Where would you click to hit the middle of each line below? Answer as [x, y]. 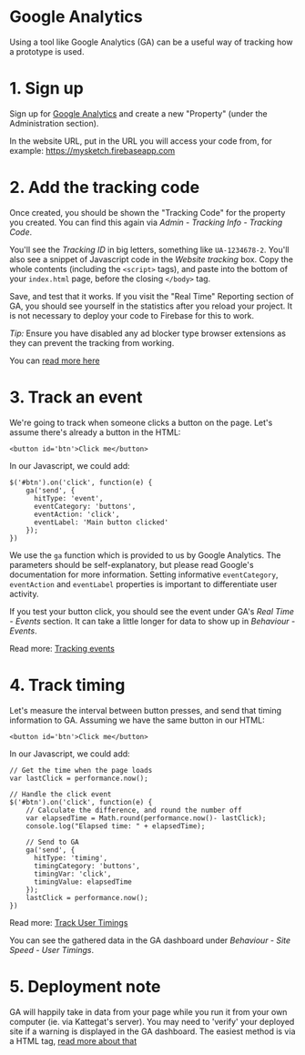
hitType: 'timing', [70, 857]
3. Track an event [76, 397]
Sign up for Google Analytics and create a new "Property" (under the [138, 113]
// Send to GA [52, 842]
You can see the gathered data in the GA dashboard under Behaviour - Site [150, 940]
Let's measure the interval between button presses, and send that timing [146, 710]
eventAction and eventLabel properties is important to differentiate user [143, 583]
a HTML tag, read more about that [73, 1040]
